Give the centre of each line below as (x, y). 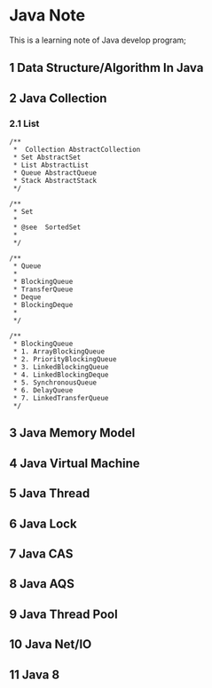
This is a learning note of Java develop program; (98, 40)
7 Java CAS (41, 554)
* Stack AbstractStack (55, 181)
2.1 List (24, 123)
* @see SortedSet (47, 227)
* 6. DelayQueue (43, 391)
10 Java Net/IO (51, 645)
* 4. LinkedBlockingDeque (61, 375)
